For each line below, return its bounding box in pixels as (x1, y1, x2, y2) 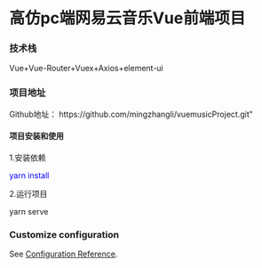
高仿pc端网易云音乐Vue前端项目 (9, 8, 246, 28)
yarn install (9, 170, 50, 181)
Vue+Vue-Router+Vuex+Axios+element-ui (9, 63, 164, 74)
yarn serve (9, 206, 49, 216)
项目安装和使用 (9, 131, 64, 142)
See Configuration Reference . (9, 248, 118, 259)
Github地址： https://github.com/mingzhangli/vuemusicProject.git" (9, 109, 253, 119)
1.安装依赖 (9, 152, 46, 163)
